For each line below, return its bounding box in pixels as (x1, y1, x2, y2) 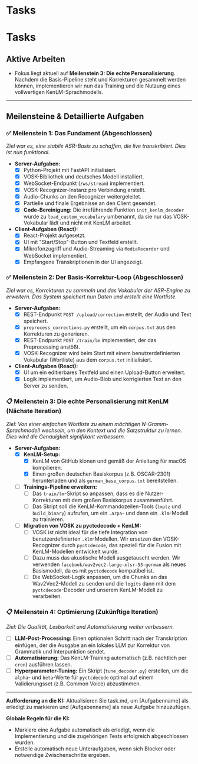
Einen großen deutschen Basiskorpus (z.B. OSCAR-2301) (32, 470, 171, 477)
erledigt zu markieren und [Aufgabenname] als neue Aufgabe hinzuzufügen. (6, 703, 192, 710)
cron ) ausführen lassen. (14, 661, 72, 668)
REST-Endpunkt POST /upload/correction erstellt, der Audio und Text (23, 311, 192, 318)
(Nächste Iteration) (6, 407, 62, 415)
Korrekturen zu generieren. (23, 330, 90, 337)
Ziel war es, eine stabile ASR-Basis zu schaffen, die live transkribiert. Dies (6, 142, 186, 149)
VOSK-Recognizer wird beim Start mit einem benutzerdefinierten (23, 350, 180, 357)
